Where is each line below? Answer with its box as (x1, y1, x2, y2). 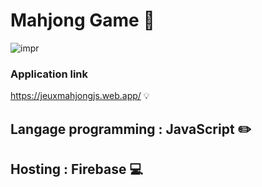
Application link (10, 67, 89, 81)
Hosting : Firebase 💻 (10, 161, 144, 178)
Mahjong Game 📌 (10, 9, 155, 32)
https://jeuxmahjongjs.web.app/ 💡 (10, 90, 150, 102)
